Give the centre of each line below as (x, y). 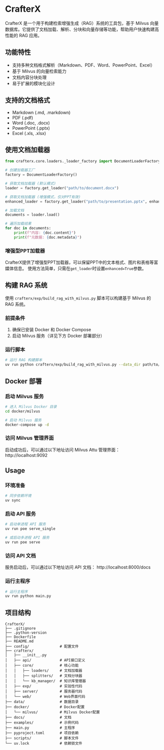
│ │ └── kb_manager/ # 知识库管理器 (46, 681)
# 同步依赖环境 (18, 496)
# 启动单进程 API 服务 (26, 524)
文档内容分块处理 (29, 77)
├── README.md (20, 641)
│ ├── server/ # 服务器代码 (44, 692)
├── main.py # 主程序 (40, 728)
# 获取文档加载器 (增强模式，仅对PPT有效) (43, 197)
